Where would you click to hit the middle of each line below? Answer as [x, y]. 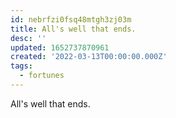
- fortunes [42, 76]
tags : [21, 66]
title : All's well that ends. [73, 29]
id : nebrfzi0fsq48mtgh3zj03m [71, 19]
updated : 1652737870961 [60, 47]
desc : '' [28, 38]
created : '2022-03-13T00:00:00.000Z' [89, 57]
